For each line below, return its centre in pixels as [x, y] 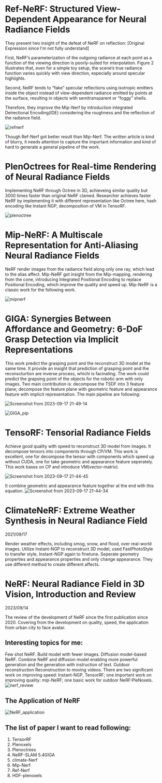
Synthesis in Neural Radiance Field [76, 521]
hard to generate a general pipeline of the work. [52, 147]
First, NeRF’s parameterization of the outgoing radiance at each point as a [79, 57]
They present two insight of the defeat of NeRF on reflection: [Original [75, 43]
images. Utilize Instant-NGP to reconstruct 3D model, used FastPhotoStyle [79, 549]
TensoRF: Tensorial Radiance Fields [78, 432]
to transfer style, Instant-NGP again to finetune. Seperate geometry [72, 554]
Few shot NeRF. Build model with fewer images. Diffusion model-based [76, 654]
